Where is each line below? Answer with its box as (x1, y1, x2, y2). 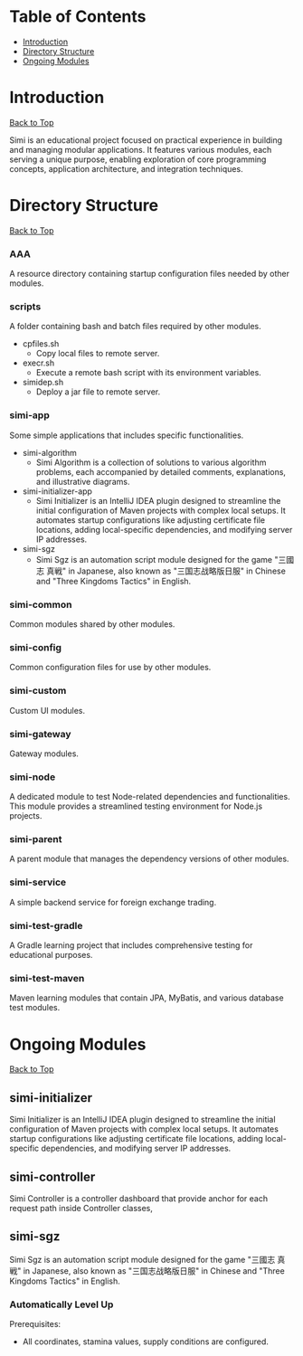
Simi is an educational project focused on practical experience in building (9, 134, 283, 146)
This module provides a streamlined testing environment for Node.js (9, 801, 263, 811)
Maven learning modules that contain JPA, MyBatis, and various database (9, 992, 284, 1003)
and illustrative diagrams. (35, 476, 130, 487)
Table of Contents (9, 6, 147, 27)
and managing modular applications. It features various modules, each (9, 144, 272, 155)
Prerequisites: (9, 1319, 62, 1330)
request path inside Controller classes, (9, 1202, 154, 1213)
